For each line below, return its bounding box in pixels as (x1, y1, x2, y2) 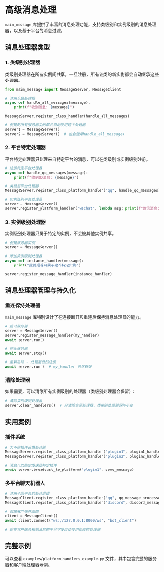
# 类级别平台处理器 (5, 184, 39, 188)
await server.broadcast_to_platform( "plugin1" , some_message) (5, 467, 134, 472)
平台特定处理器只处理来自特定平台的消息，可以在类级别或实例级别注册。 (5, 156, 150, 162)
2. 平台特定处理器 (5, 144, 46, 151)
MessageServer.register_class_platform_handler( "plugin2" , (5, 454, 128, 459)
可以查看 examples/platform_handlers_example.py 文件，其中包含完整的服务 (5, 555, 157, 561)
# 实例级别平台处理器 (5, 197, 42, 202)
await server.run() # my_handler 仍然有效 (5, 364, 92, 369)
